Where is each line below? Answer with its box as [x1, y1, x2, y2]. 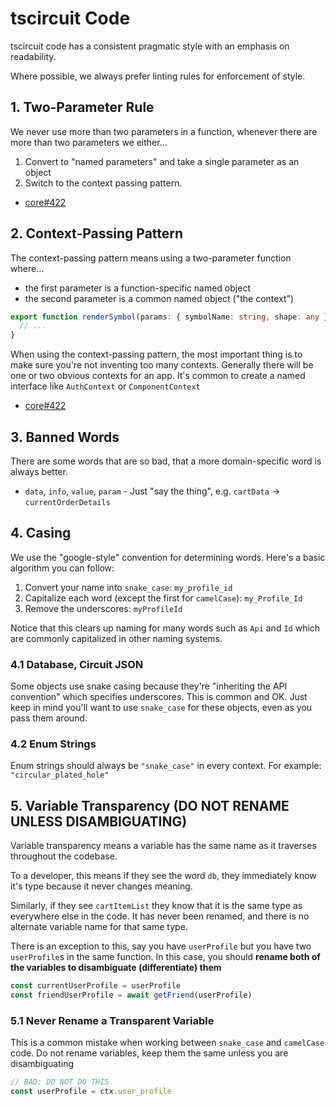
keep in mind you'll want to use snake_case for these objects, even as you [10, 702, 313, 714]
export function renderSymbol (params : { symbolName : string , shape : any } [10, 312, 329, 322]
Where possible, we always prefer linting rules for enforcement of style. [10, 70, 306, 82]
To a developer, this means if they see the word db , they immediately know [10, 870, 317, 882]
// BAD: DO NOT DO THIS [10, 1077, 110, 1087]
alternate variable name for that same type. [10, 921, 188, 933]
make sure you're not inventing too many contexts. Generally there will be [10, 359, 314, 371]
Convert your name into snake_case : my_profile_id [24, 581, 233, 593]
